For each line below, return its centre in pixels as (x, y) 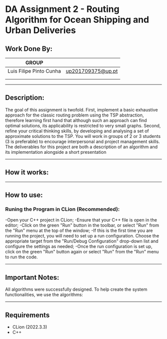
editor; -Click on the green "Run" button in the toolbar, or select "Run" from (82, 226)
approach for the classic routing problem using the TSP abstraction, (75, 115)
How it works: (27, 172)
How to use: (24, 195)
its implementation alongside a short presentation (56, 152)
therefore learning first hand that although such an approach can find (76, 120)
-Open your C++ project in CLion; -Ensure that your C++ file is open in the (81, 220)
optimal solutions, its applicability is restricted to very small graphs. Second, (83, 125)
